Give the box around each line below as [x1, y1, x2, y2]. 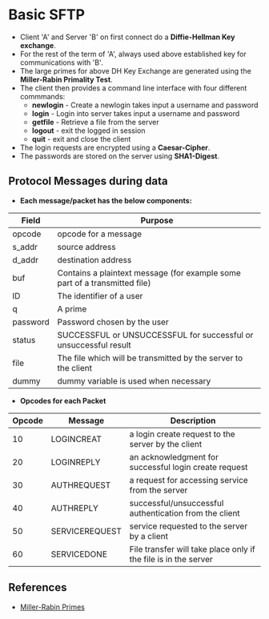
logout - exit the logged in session [31, 126, 146, 135]
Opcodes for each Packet [19, 396, 106, 405]
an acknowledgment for [129, 451, 219, 462]
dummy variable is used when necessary [57, 375, 211, 386]
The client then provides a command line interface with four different [19, 82, 247, 93]
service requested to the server [129, 521, 248, 532]
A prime [57, 303, 87, 314]
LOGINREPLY [50, 456, 101, 468]
